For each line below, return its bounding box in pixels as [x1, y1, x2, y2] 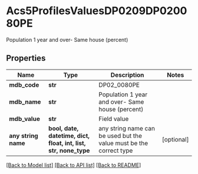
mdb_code [9, 81, 39, 89]
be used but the [98, 132, 143, 140]
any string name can [98, 124, 155, 132]
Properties [6, 53, 46, 63]
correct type [98, 146, 133, 155]
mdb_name [9, 97, 41, 106]
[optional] [161, 135, 189, 143]
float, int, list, [48, 139, 86, 147]
